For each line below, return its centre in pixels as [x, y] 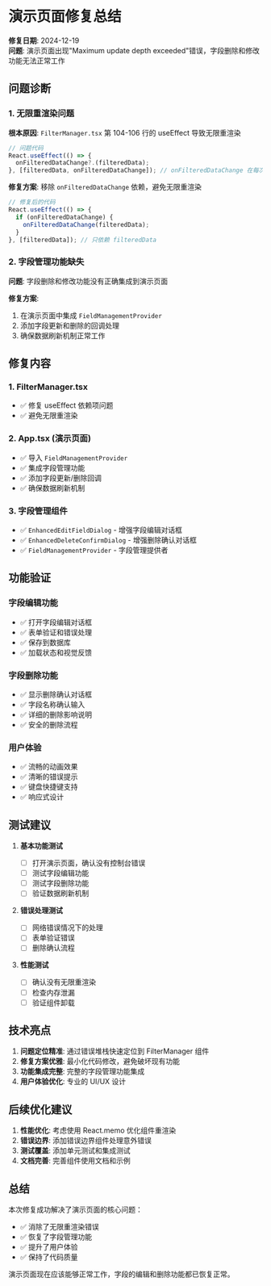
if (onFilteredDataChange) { [65, 217]
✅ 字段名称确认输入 [52, 704]
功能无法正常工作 [37, 61]
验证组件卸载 [53, 1003]
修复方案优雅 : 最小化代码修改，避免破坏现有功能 [100, 1062]
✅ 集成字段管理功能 [52, 467]
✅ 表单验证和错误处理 [56, 632]
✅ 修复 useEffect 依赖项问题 [67, 405]
